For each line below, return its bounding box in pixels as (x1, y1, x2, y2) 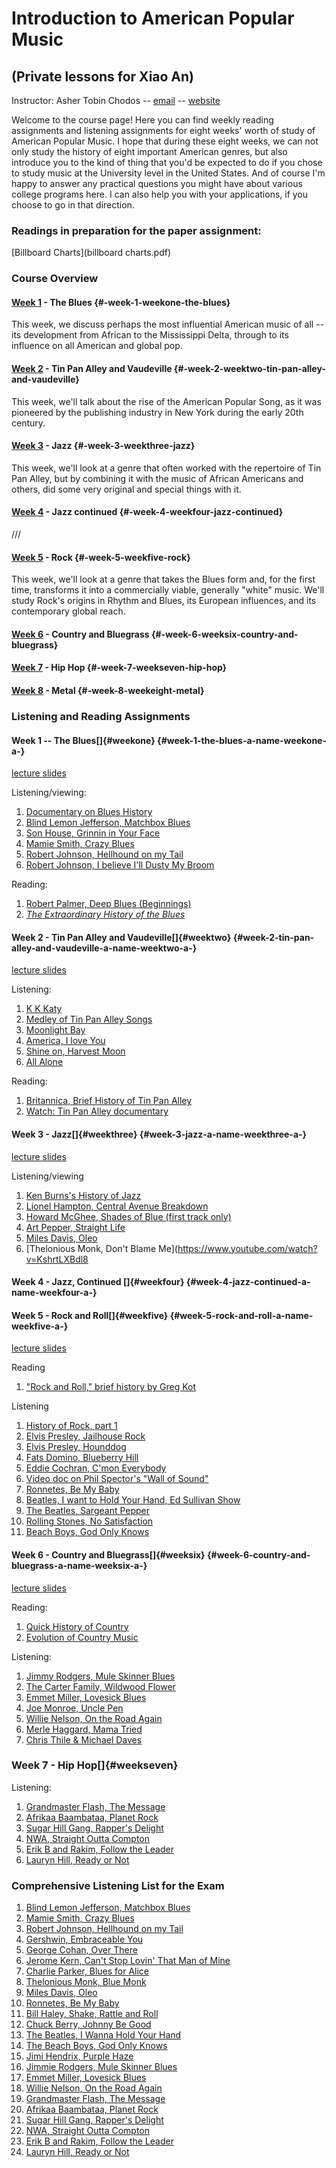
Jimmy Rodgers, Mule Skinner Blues (25, 1670, 176, 1682)
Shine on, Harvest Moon (25, 1045, 126, 1057)
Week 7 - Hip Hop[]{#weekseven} (11, 1758, 179, 1772)
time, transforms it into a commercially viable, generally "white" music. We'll (11, 584, 325, 596)
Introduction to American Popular (11, 7, 295, 30)
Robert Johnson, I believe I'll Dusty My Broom (25, 859, 215, 871)
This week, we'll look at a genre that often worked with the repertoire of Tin (11, 462, 322, 474)
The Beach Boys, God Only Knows (25, 2040, 168, 2052)
